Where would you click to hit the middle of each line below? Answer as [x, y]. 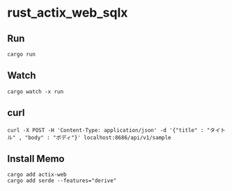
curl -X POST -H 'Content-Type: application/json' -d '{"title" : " [109, 130]
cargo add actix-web [37, 175]
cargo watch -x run [36, 92]
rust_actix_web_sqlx [68, 13]
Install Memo [36, 159]
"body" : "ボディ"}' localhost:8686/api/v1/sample [98, 138]
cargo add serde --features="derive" [62, 181]
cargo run [22, 54]
